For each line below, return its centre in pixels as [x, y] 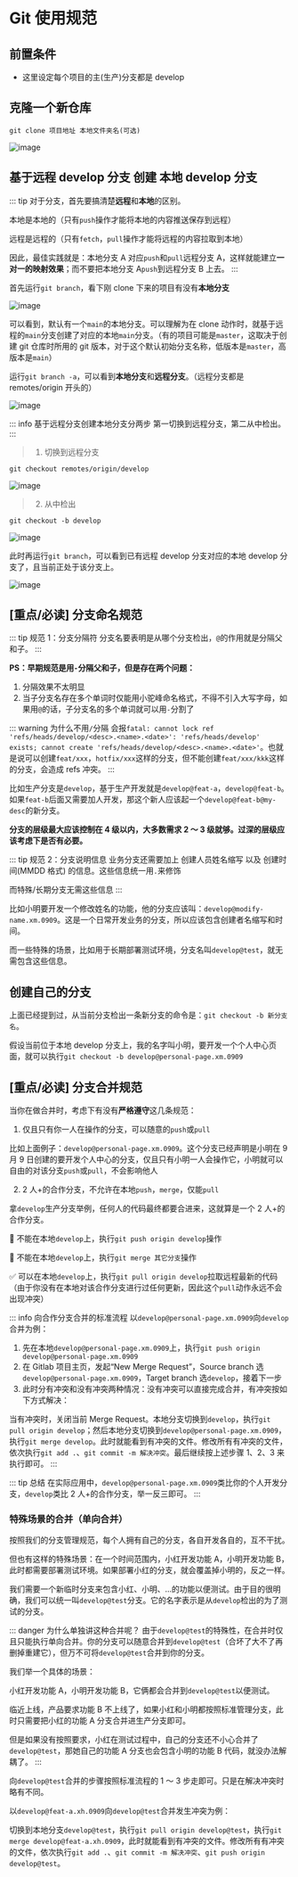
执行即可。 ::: [33, 1464]
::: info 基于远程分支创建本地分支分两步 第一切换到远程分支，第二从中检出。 [148, 424]
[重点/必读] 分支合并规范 [76, 1087]
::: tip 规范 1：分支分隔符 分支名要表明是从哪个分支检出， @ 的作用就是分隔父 [146, 638]
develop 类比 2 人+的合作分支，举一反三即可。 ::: [113, 1494]
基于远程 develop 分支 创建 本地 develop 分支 [133, 178]
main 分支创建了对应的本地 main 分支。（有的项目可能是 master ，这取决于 [153, 334]
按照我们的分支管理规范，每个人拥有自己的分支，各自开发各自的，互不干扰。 [149, 1540]
